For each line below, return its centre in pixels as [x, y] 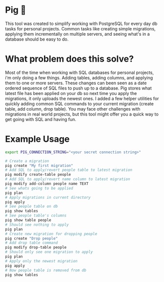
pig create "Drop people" [31, 238]
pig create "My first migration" [39, 165]
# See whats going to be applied [39, 188]
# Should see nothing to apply [37, 225]
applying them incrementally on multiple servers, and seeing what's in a [78, 34]
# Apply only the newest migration [41, 261]
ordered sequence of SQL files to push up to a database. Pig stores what [78, 88]
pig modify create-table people [38, 175]
